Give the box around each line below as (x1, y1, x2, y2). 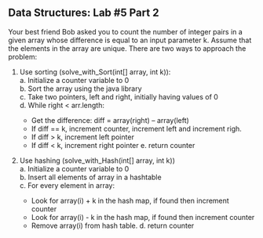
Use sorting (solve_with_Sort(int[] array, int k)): (19, 67, 171, 77)
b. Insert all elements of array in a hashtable (19, 172, 163, 182)
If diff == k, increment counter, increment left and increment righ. (31, 124, 242, 133)
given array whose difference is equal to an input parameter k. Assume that (8, 35, 252, 45)
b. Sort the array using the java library (19, 84, 143, 93)
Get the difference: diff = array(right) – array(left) (31, 115, 190, 124)
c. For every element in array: (19, 180, 115, 190)
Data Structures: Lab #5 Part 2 (8, 6, 159, 20)
